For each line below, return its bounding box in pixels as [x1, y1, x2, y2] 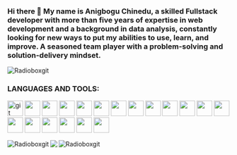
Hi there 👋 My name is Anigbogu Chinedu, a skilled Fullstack [7, 6, 218, 16]
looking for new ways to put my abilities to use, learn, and [7, 32, 209, 42]
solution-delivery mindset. [7, 50, 101, 60]
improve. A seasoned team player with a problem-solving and [7, 42, 224, 51]
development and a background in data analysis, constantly [7, 24, 217, 34]
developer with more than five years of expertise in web [7, 15, 203, 25]
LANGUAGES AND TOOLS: [7, 84, 100, 94]
